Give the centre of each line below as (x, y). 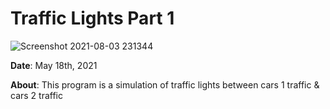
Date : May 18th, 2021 (54, 65)
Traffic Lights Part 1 (92, 18)
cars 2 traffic (36, 95)
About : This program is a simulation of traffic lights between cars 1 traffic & (165, 84)
